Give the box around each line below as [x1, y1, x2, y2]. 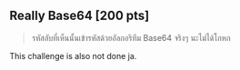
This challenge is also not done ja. [9, 50, 137, 61]
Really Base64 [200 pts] [9, 8, 150, 24]
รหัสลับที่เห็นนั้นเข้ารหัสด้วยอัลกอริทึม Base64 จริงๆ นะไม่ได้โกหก [31, 32, 231, 43]
